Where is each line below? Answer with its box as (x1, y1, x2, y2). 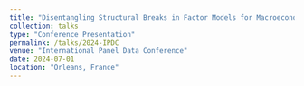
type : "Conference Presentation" (9, 30, 136, 39)
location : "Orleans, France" (9, 64, 119, 73)
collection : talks (9, 21, 79, 30)
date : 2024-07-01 (9, 55, 75, 64)
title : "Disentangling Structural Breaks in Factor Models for (9, 13, 253, 22)
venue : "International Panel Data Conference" (9, 47, 188, 56)
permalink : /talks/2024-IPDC (9, 38, 119, 47)
